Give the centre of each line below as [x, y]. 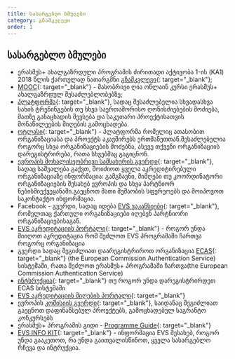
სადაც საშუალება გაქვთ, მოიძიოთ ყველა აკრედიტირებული [107, 169]
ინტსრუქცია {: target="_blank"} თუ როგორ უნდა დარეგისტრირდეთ [116, 280]
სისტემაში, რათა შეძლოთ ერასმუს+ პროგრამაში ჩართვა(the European [122, 266]
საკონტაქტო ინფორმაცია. [56, 199]
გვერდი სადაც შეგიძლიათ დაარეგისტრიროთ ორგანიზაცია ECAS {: [117, 251]
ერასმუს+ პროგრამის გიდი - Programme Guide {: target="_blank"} [114, 325]
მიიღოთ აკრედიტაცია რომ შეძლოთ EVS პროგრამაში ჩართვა [109, 236]
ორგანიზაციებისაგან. [49, 221]
